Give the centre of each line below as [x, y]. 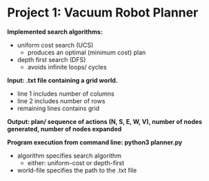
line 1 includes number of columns [66, 94]
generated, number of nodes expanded [64, 129]
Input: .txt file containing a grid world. [63, 80]
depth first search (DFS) [51, 59]
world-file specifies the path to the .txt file [77, 170]
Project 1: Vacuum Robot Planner [103, 13]
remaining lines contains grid [58, 108]
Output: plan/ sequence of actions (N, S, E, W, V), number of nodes [104, 121]
